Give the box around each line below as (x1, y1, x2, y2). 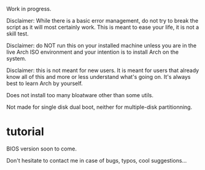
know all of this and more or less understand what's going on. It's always (6, 73, 191, 80)
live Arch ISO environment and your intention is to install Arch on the (6, 48, 179, 56)
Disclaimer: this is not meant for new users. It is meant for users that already (6, 67, 199, 74)
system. (6, 55, 26, 62)
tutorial (6, 125, 44, 139)
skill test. (6, 30, 29, 37)
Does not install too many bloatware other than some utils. (6, 92, 153, 98)
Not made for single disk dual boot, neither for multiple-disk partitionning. (6, 103, 192, 111)
